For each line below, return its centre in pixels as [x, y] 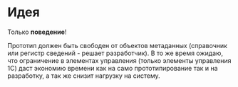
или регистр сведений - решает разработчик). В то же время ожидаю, [115, 53]
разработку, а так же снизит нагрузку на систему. [84, 76]
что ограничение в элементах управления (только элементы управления [119, 60]
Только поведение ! [37, 32]
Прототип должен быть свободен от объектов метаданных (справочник [118, 45]
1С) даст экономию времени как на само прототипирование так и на [113, 68]
